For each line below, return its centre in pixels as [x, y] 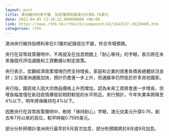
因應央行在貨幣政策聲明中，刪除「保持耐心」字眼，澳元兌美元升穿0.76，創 [82, 112]
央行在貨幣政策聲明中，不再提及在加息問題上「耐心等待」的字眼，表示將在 [82, 54]
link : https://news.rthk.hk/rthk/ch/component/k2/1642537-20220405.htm [82, 24]
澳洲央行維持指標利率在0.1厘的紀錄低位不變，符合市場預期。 [67, 44]
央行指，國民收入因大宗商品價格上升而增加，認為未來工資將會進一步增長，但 [84, 88]
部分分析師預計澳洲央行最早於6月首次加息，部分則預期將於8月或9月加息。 [82, 128]
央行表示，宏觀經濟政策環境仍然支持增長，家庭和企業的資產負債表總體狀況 [82, 72]
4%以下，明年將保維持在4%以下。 [41, 101]
